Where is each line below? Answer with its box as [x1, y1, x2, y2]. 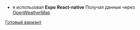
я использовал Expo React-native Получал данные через [12, 4, 135, 10]
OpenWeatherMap [12, 9, 50, 15]
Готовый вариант [5, 19, 41, 25]
